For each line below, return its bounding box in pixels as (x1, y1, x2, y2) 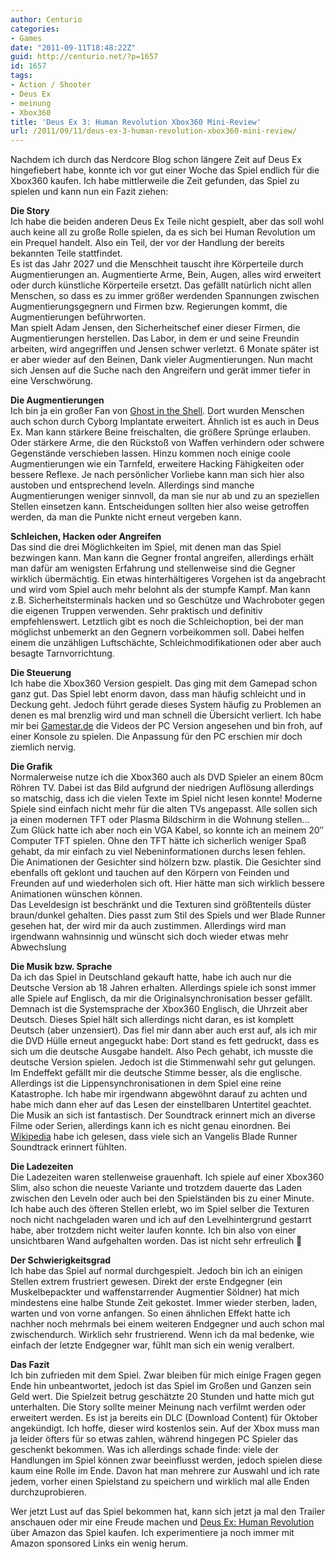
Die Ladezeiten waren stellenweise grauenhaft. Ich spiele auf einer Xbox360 (10, 1171, 325, 1183)
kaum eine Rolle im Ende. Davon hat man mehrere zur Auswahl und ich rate (10, 1465, 320, 1477)
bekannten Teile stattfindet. (10, 247, 123, 260)
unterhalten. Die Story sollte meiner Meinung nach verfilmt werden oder (10, 1401, 307, 1413)
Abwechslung (10, 941, 67, 953)
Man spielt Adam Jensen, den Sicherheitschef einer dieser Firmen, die (10, 322, 301, 334)
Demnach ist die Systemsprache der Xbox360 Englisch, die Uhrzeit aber (10, 1003, 308, 1015)
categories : (10, 24, 60, 34)
